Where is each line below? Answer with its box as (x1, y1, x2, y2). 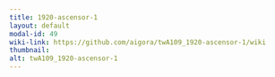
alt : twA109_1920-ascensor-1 (9, 54, 118, 63)
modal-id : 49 (9, 29, 58, 38)
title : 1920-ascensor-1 (9, 12, 99, 22)
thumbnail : (9, 46, 50, 55)
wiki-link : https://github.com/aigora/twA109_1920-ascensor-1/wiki (9, 37, 267, 47)
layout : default (9, 21, 70, 30)
